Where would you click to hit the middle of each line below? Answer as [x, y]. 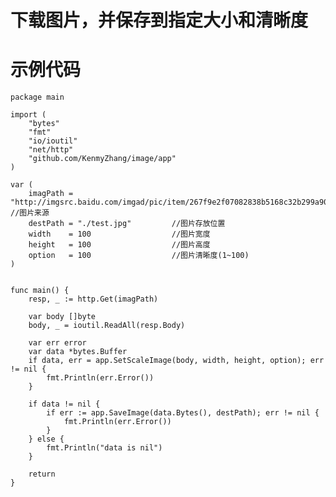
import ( [28, 115]
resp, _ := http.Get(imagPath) [93, 299]
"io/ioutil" [53, 141]
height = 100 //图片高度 [119, 245]
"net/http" [51, 150]
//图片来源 [30, 213]
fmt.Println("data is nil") [104, 448]
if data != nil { [64, 404]
